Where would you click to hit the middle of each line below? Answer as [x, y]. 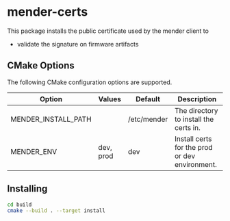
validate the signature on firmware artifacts [78, 44]
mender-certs [48, 12]
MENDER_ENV [34, 151]
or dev [185, 156]
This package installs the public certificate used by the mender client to [108, 31]
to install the [194, 119]
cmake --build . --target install [56, 211]
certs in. [187, 127]
